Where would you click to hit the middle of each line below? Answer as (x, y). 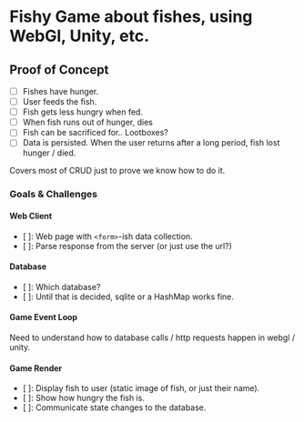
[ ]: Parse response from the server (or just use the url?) (127, 246)
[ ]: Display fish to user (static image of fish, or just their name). (141, 388)
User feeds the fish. (60, 102)
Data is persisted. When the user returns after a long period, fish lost (151, 143)
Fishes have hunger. (61, 91)
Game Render (36, 368)
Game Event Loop (44, 317)
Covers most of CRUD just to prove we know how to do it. (117, 171)
